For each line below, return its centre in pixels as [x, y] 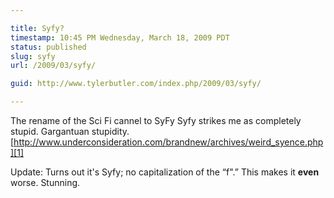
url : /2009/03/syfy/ [53, 66]
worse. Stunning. [45, 182]
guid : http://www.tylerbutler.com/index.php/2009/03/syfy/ [136, 84]
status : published [48, 47]
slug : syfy [33, 56]
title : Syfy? [37, 28]
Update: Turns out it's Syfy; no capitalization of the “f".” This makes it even [165, 172]
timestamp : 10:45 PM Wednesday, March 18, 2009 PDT [120, 37]
